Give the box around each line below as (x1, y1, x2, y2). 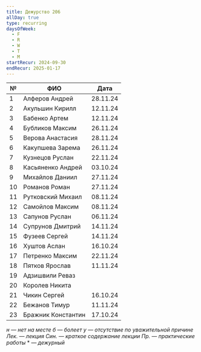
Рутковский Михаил (23, 193, 83, 201)
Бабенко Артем (23, 114, 69, 123)
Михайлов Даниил (23, 173, 77, 181)
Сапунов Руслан (23, 212, 71, 221)
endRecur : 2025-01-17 (6, 65, 61, 71)
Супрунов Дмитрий (23, 222, 81, 230)
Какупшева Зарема (23, 143, 80, 152)
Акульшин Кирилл (23, 104, 77, 112)
